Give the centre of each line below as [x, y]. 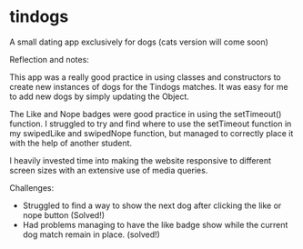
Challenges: [32, 187]
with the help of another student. [71, 143]
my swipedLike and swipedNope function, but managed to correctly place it [151, 133]
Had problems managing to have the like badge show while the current [155, 224]
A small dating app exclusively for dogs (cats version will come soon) [139, 42]
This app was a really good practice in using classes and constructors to [145, 77]
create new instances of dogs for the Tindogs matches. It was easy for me [149, 86]
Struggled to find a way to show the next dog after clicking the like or [152, 205]
